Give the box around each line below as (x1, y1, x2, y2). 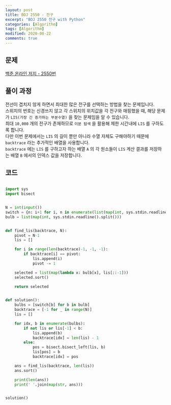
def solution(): (5, 298, 40, 303)
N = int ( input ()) (5, 205, 42, 210)
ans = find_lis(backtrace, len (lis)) (14, 363, 95, 368)
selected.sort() (14, 275, 49, 280)
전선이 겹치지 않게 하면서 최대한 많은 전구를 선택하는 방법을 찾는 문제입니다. (5, 101, 155, 107)
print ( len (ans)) (14, 377, 49, 382)
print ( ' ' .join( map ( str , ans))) (14, 382, 83, 387)
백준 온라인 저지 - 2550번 (5, 70, 56, 76)
